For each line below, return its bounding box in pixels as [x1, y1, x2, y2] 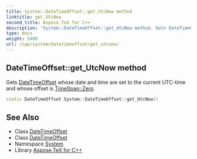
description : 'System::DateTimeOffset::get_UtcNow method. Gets [6, 25, 167, 31]
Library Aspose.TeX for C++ [14, 147, 83, 154]
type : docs [6, 31, 33, 36]
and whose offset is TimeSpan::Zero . [6, 84, 96, 92]
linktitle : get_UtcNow [6, 14, 62, 20]
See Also [6, 112, 39, 122]
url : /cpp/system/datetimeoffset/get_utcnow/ [6, 42, 119, 48]
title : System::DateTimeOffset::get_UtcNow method [6, 8, 133, 15]
